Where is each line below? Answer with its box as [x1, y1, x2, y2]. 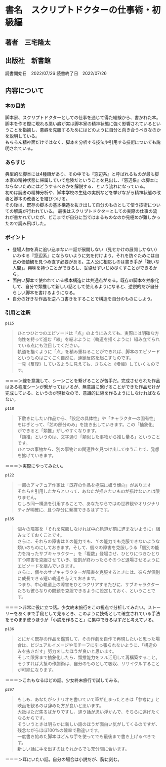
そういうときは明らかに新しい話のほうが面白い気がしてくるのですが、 [17, 721, 160, 727]
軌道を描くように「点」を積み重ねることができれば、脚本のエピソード [17, 348, 161, 354]
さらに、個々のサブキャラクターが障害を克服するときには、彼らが [17, 569, 152, 575]
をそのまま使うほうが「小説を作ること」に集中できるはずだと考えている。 [5, 616, 157, 623]
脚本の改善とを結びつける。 [13, 196, 70, 202]
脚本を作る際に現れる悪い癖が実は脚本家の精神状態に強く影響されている [5, 121, 152, 127]
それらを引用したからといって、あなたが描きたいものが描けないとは [17, 488, 156, 494]
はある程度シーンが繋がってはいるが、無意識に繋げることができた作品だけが [5, 383, 161, 389]
